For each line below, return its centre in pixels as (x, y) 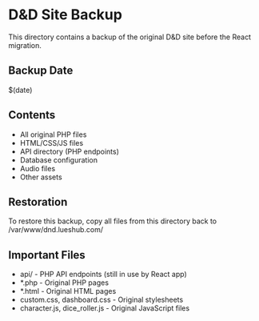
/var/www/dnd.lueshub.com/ (56, 230)
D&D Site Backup (65, 15)
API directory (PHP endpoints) (70, 151)
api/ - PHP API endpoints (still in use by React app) (104, 275)
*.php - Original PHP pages (64, 283)
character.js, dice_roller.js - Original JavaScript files (105, 308)
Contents (32, 115)
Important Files (47, 255)
